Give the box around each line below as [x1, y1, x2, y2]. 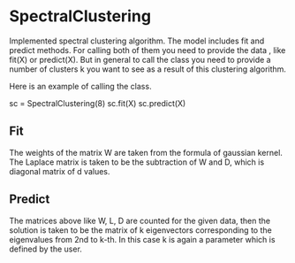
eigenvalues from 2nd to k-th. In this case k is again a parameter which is [9, 234, 276, 244]
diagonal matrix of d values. [9, 166, 110, 176]
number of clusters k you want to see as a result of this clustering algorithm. [9, 64, 287, 74]
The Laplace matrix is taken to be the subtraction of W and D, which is [9, 157, 265, 167]
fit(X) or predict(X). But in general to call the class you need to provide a [9, 54, 271, 65]
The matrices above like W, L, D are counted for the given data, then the [9, 215, 271, 226]
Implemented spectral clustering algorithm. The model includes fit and [9, 35, 265, 46]
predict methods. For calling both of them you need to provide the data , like [9, 44, 286, 55]
